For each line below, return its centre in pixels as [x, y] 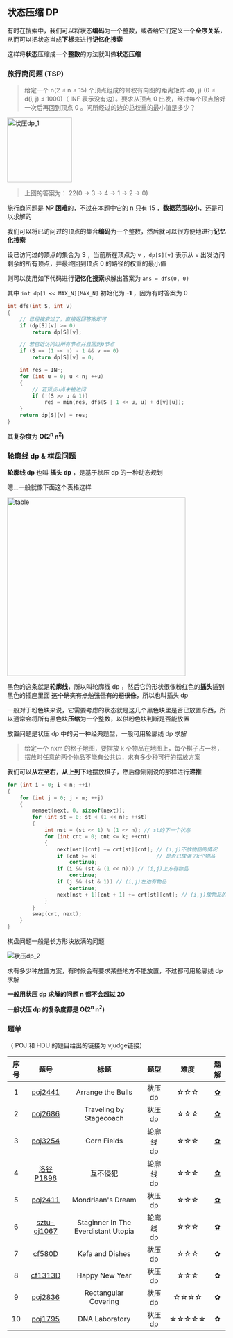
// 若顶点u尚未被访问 [59, 389]
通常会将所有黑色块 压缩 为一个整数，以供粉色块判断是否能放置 [101, 719]
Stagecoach [104, 1118]
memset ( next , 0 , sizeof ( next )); [79, 811]
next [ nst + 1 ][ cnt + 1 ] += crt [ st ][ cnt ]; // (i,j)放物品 [139, 895]
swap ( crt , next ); [57, 914]
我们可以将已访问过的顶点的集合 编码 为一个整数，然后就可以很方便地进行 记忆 [116, 231]
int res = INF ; [42, 370]
